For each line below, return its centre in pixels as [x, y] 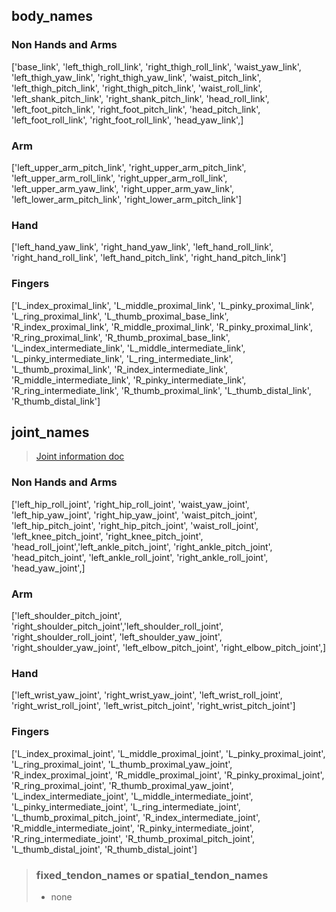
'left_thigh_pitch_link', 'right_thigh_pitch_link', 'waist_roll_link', [137, 88]
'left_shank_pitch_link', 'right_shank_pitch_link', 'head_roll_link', [140, 98]
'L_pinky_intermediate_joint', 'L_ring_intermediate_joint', [126, 806]
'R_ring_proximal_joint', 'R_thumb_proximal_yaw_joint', [122, 785]
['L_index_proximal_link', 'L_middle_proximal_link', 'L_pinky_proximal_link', [162, 305]
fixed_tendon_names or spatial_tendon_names [152, 875]
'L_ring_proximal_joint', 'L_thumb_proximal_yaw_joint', [122, 764]
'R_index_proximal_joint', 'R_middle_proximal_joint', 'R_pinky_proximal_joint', [168, 775]
